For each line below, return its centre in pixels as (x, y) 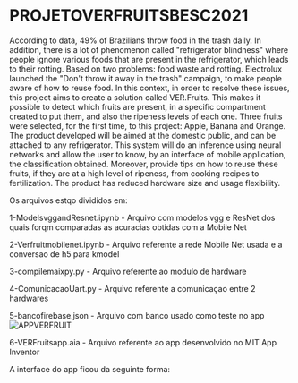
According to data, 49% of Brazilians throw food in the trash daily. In (136, 40)
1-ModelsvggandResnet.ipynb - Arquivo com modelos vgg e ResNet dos (142, 217)
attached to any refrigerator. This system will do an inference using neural (145, 145)
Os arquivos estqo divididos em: (68, 200)
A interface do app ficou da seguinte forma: (90, 369)
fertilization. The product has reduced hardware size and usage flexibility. (145, 183)
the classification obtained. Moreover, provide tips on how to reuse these (144, 164)
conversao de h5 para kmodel (64, 254)
